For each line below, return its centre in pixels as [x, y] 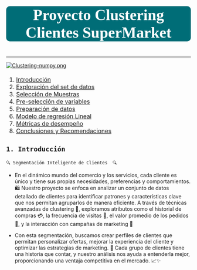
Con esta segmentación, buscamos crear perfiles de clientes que [94, 235]
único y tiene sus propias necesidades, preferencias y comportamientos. [102, 181]
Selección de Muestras [48, 94]
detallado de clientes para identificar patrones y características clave [98, 196]
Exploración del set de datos [55, 87]
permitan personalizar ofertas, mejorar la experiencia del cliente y [94, 241]
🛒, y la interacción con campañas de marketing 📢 [74, 224]
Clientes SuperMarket [98, 33]
